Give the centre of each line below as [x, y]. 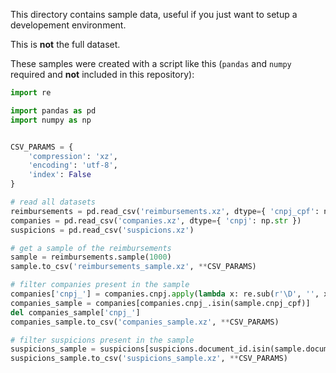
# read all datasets [53, 202]
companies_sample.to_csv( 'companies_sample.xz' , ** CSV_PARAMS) [145, 322]
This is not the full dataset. [65, 44]
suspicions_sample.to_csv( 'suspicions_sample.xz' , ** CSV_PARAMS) [149, 359]
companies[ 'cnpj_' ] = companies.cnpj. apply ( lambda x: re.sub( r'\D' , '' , [165, 294]
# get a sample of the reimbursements [91, 248]
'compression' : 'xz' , [73, 156]
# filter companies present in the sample [100, 285]
